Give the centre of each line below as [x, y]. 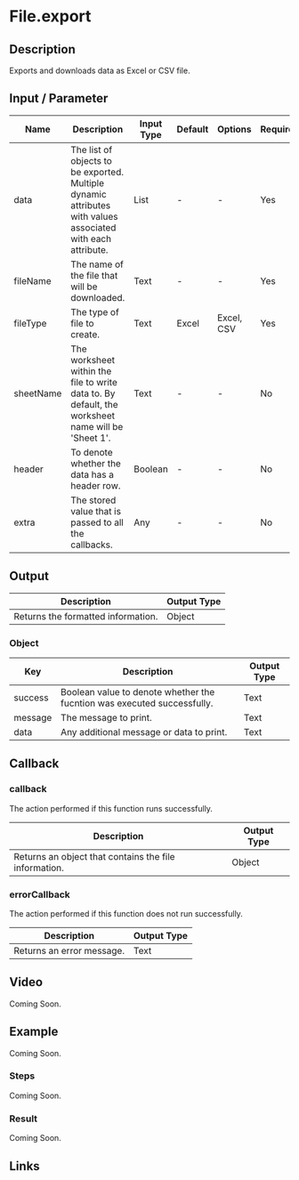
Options [234, 129]
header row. [96, 485]
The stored [93, 500]
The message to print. [107, 717]
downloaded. [98, 297]
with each [91, 238]
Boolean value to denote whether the [138, 691]
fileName [32, 280]
